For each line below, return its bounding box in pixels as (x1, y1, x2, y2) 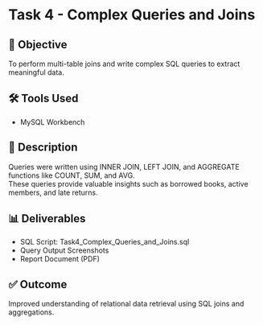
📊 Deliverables (8, 212, 86, 226)
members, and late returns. (8, 187, 98, 197)
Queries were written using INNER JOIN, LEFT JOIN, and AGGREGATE (8, 162, 240, 171)
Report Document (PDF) (19, 254, 101, 264)
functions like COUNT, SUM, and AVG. (8, 171, 135, 180)
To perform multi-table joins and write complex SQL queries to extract (8, 59, 240, 68)
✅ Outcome (8, 278, 68, 291)
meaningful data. (8, 68, 64, 77)
